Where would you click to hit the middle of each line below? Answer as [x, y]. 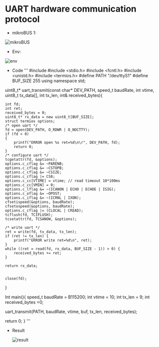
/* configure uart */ [27, 155]
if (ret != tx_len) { [27, 236]
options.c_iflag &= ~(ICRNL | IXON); [43, 198]
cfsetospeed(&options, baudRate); [40, 206]
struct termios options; [30, 121]
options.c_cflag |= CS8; [30, 176]
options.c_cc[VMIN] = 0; [30, 185]
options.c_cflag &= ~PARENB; [34, 164]
